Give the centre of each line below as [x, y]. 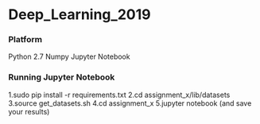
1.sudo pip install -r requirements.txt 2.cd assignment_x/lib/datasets [119, 95]
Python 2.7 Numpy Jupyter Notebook [69, 56]
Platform [25, 40]
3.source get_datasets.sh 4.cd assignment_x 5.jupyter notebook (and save [130, 103]
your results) [29, 111]
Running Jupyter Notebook [62, 77]
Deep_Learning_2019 [80, 15]
